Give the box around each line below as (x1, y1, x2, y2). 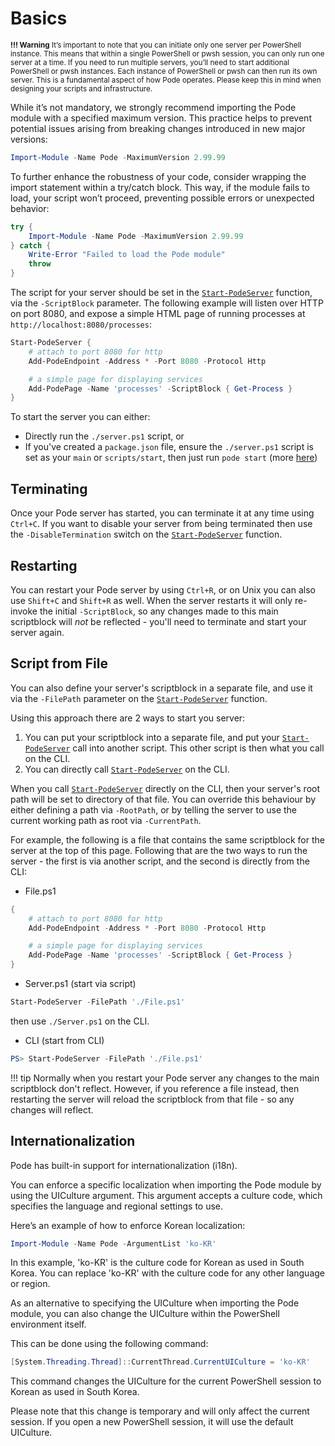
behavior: (10, 202, 50, 214)
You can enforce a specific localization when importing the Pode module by (10, 1178, 322, 1191)
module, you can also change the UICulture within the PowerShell (10, 1308, 280, 1320)
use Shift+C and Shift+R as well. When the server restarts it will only (10, 594, 293, 606)
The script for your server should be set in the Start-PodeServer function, (10, 287, 313, 299)
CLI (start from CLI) (24, 1034, 105, 1046)
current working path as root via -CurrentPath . (10, 814, 202, 826)
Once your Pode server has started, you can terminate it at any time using (10, 507, 315, 519)
